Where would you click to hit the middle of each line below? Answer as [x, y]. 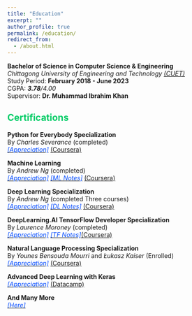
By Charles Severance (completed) [58, 142]
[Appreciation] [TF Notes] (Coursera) [60, 234]
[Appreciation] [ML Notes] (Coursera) [61, 178]
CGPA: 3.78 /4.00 [32, 88]
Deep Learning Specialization [51, 191]
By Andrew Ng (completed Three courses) [68, 199]
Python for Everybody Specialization [62, 134]
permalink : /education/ [42, 33]
